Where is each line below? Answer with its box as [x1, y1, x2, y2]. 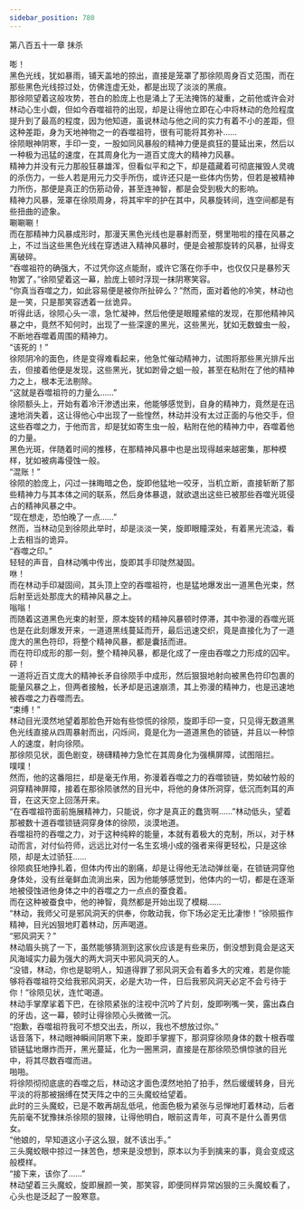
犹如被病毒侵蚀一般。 [24, 455, 105, 466]
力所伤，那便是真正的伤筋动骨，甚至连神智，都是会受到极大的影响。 [9, 183, 263, 194]
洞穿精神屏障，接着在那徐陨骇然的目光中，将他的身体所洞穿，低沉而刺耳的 [9, 783, 287, 793]
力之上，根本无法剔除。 [9, 375, 97, 386]
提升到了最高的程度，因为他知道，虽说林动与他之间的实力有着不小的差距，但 [9, 115, 295, 126]
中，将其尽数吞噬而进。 [9, 1054, 97, 1065]
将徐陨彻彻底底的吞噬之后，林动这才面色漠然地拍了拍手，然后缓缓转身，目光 [9, 1077, 295, 1088]
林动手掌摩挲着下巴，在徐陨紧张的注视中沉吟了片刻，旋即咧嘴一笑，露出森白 [9, 998, 295, 1009]
